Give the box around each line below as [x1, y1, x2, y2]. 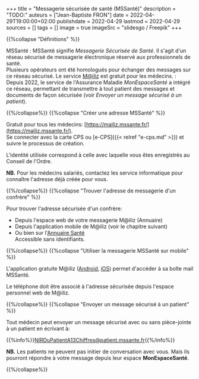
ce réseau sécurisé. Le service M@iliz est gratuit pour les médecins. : [6, 73, 176, 79]
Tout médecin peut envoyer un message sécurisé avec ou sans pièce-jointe [6, 319, 192, 325]
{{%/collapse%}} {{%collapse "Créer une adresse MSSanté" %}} [6, 110, 166, 116]
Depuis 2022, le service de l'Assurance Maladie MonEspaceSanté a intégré [6, 79, 191, 86]
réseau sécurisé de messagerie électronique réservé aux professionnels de [6, 54, 191, 60]
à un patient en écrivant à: [6, 325, 70, 332]
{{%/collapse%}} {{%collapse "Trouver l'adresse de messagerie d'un [6, 187, 176, 194]
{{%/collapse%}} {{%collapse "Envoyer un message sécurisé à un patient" [6, 301, 189, 307]
